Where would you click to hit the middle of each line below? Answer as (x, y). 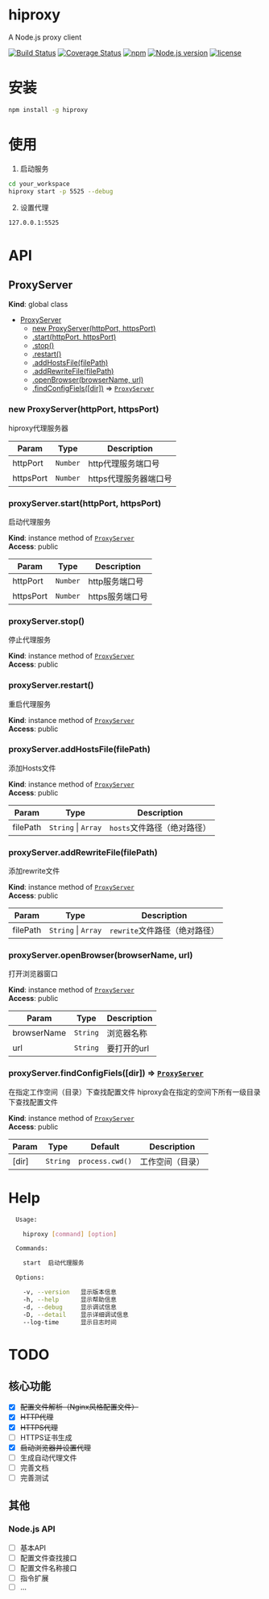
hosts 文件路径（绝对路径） (160, 828)
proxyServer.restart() (51, 685)
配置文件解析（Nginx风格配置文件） (79, 1407)
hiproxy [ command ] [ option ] (70, 1234)
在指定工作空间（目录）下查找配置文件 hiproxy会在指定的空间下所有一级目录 (134, 1092)
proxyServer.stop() (47, 621)
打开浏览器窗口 (33, 974)
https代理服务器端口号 (130, 479)
